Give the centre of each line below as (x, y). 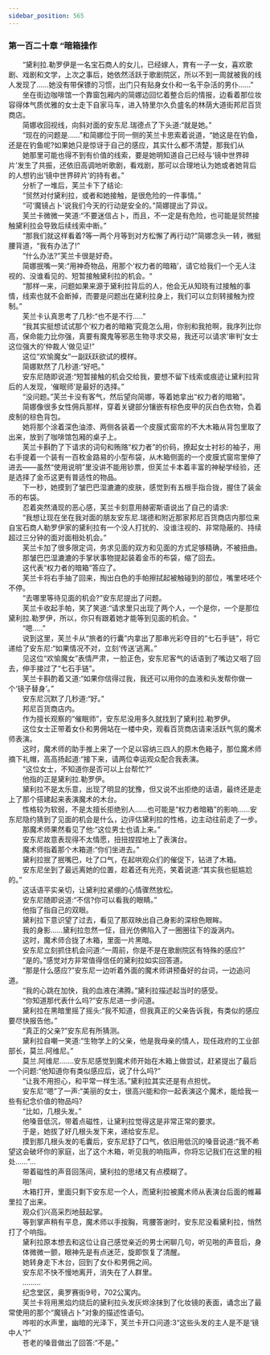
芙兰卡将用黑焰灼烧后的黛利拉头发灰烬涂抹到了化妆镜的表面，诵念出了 (138, 1302)
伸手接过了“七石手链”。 (61, 668)
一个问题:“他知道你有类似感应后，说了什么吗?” (84, 1071)
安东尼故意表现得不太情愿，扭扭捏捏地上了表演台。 (106, 839)
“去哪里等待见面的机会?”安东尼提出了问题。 (94, 597)
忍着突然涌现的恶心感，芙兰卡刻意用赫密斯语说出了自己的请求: (125, 507)
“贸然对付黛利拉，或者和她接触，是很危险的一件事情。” (112, 195)
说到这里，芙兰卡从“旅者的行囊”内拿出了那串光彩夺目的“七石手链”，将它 (141, 638)
